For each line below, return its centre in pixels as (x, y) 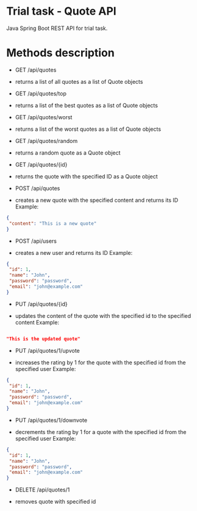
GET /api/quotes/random (46, 141)
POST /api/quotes (38, 188)
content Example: (37, 322)
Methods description (60, 53)
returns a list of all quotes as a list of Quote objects (79, 81)
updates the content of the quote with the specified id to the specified (103, 315)
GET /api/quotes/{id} (41, 164)
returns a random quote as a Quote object (68, 153)
